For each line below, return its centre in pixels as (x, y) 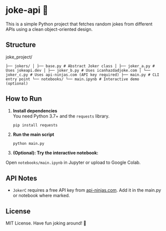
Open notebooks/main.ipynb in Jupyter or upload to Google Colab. (73, 163)
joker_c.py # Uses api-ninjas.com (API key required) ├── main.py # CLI (83, 75)
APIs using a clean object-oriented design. (49, 29)
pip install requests (35, 125)
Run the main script (33, 134)
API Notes (21, 178)
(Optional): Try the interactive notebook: (55, 153)
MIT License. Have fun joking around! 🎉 (46, 223)
